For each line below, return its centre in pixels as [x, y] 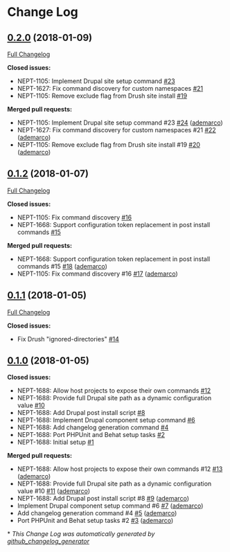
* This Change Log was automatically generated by [81, 534]
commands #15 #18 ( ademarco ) [62, 266]
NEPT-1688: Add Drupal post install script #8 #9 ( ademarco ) [103, 499]
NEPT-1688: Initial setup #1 [55, 442]
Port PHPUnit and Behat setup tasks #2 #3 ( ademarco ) [95, 521]
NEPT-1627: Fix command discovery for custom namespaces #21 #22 [116, 130]
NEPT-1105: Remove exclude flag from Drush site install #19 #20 [109, 145]
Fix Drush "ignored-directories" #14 [68, 339]
